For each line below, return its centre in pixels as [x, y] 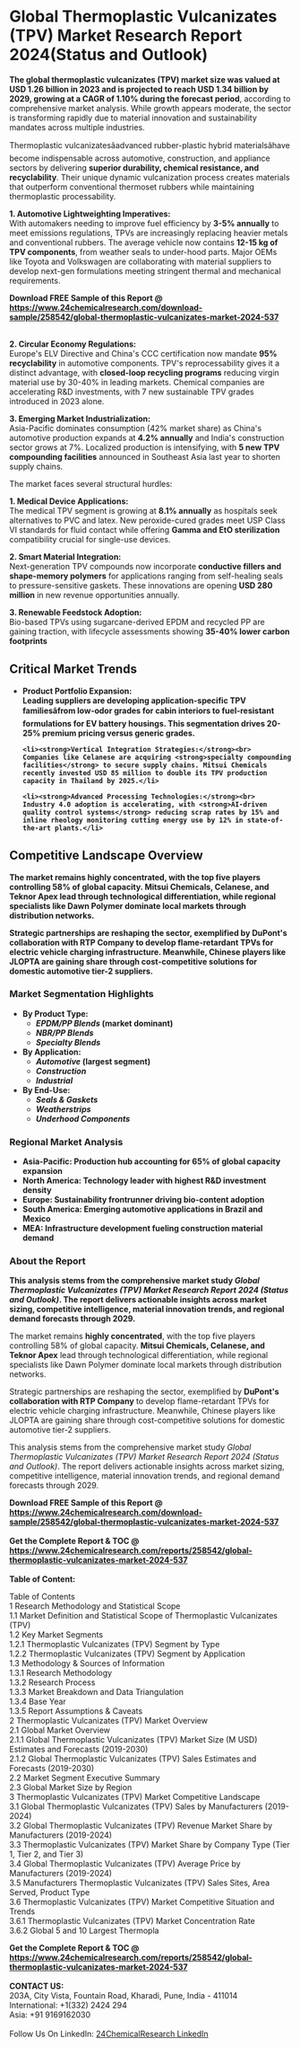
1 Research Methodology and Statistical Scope [95, 1606]
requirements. [35, 280]
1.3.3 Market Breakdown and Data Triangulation [97, 1692]
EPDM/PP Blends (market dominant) [104, 1023]
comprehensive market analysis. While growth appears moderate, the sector [150, 108]
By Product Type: [55, 1013]
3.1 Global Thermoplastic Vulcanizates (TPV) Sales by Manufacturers [136, 1806]
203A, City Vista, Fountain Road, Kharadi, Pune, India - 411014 [124, 1996]
